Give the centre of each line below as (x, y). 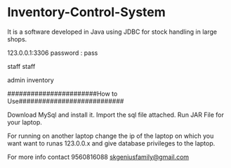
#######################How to (62, 93)
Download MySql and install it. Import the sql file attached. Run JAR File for (116, 115)
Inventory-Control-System (87, 12)
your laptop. (25, 122)
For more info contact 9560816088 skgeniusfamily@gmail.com (98, 157)
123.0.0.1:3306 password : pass (53, 53)
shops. (17, 39)
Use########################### (66, 101)
